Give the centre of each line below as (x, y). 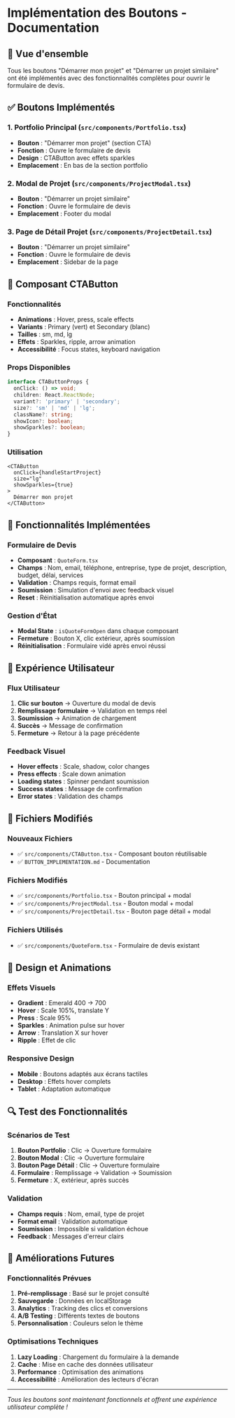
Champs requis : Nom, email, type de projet (81, 1214)
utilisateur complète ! (38, 1407)
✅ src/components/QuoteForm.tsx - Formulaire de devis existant (108, 945)
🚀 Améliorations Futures (61, 1258)
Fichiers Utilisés (35, 930)
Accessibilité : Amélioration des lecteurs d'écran (88, 1379)
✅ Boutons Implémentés (61, 108)
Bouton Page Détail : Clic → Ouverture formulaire (88, 1165)
